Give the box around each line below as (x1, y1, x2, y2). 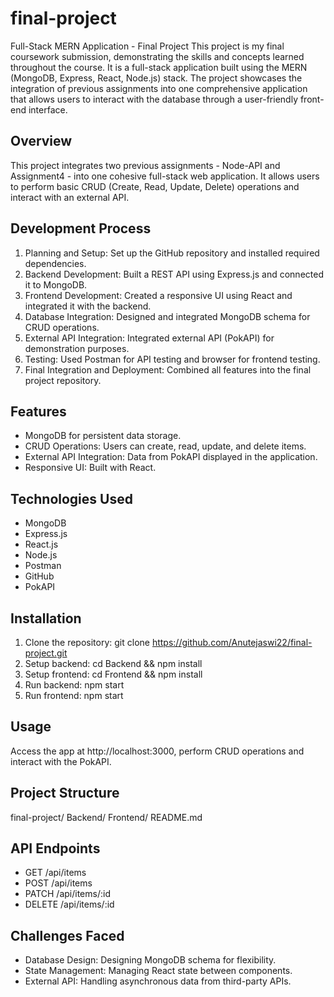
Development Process (10, 220, 152, 237)
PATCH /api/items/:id (24, 888, 111, 900)
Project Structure (10, 785, 120, 802)
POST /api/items (24, 877, 93, 889)
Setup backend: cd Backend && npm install (24, 658, 203, 669)
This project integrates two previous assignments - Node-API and (10, 159, 281, 171)
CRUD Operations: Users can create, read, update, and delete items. (24, 440, 307, 452)
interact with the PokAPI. (10, 755, 112, 767)
